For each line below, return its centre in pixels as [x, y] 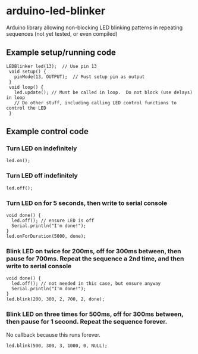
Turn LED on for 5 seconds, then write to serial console [87, 203]
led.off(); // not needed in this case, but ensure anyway [86, 284]
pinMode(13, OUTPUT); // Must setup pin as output [79, 77]
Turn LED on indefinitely [42, 148]
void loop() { [26, 87]
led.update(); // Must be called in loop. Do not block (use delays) [103, 92]
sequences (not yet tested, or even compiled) [62, 33]
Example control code [48, 131]
